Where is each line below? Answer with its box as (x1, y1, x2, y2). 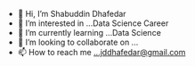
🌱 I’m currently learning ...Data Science (17, 28, 162, 37)
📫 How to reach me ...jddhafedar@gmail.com (17, 47, 186, 57)
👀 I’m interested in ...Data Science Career (17, 18, 169, 29)
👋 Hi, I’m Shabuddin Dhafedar (17, 9, 126, 19)
